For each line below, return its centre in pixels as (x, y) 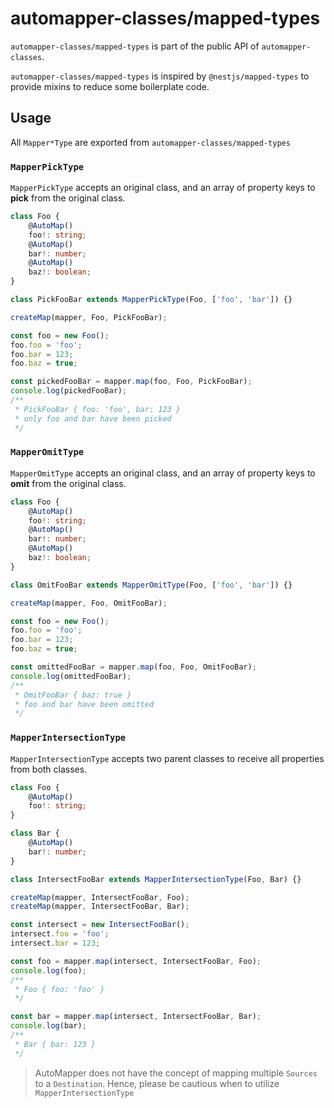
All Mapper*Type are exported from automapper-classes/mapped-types (150, 142)
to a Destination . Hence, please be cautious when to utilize (157, 1083)
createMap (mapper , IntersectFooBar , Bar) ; (100, 907)
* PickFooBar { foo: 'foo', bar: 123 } (98, 409)
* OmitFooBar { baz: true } (73, 695)
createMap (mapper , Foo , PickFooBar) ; (89, 317)
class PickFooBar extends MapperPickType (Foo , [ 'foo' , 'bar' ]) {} (151, 300)
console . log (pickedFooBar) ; (69, 391)
